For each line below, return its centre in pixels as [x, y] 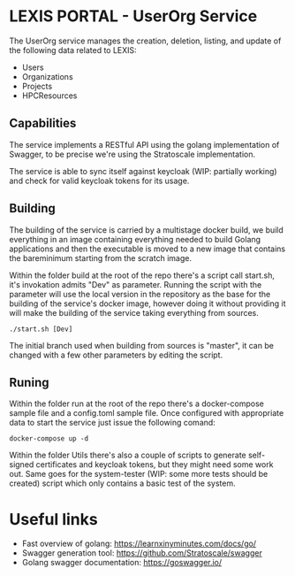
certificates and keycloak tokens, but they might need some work [155, 465]
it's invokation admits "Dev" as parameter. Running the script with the [136, 284]
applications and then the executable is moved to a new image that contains [147, 249]
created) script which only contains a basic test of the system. [122, 483]
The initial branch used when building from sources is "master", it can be [141, 345]
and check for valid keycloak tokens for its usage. [99, 180]
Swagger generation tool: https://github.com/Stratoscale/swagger [142, 553]
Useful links [54, 519]
